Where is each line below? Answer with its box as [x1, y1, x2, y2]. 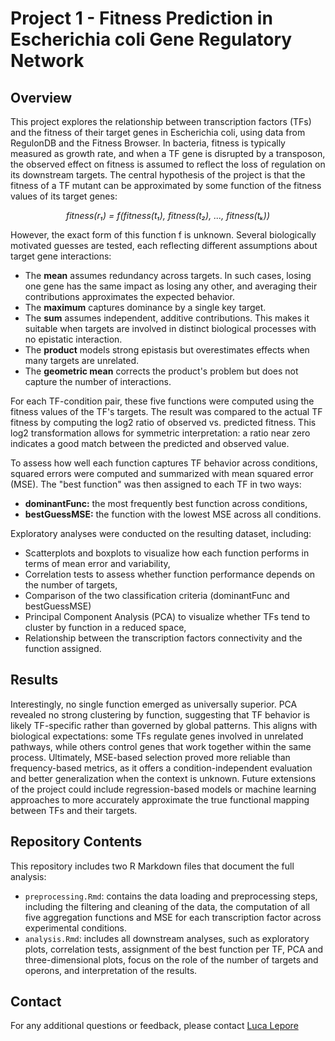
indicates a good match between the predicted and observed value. [10, 438, 290, 449]
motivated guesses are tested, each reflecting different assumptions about [10, 240, 318, 251]
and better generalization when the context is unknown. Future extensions [10, 772, 317, 784]
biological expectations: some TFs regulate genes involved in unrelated [10, 730, 304, 742]
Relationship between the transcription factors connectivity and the [24, 632, 303, 644]
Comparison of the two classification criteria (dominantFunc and [24, 590, 290, 601]
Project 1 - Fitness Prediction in [10, 7, 273, 30]
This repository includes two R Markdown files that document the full [10, 860, 295, 872]
